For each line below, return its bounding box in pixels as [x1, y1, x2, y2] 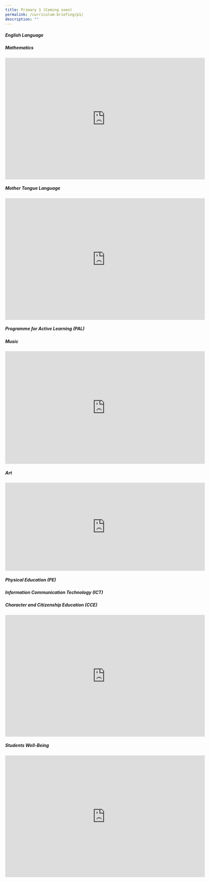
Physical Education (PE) [5, 577, 56, 583]
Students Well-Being [5, 742, 49, 748]
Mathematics [5, 45, 34, 51]
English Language [5, 32, 44, 38]
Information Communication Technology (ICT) [5, 589, 103, 595]
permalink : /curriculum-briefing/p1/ [5, 12, 84, 17]
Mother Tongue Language [5, 185, 61, 191]
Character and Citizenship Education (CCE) [5, 602, 98, 608]
